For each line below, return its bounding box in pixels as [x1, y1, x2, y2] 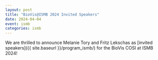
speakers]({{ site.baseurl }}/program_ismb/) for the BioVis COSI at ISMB [5, 45, 153, 51]
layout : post [5, 7, 32, 12]
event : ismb [5, 21, 30, 26]
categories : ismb [5, 26, 41, 31]
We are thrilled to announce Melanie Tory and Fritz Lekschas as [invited [5, 39, 153, 45]
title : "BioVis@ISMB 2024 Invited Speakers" [5, 12, 99, 17]
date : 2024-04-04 [5, 16, 41, 21]
